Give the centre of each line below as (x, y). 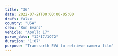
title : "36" (17, 9)
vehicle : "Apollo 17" (27, 32)
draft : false (19, 19)
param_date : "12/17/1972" (32, 37)
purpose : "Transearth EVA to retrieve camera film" (59, 46)
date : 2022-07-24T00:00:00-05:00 (39, 14)
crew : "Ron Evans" (24, 28)
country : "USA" (21, 23)
